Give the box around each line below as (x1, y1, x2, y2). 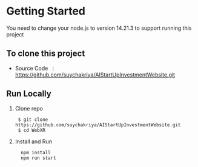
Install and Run (15, 138, 53, 145)
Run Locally (6, 89, 51, 99)
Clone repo (15, 104, 44, 112)
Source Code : (15, 64, 54, 72)
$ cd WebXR (18, 127, 45, 133)
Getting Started (6, 4, 86, 18)
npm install (21, 149, 51, 155)
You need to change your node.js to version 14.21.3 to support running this (6, 24, 192, 32)
